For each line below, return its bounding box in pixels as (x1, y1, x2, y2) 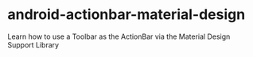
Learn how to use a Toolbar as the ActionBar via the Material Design (7, 32, 231, 41)
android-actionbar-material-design (7, 6, 246, 24)
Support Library (7, 40, 60, 49)
